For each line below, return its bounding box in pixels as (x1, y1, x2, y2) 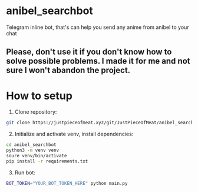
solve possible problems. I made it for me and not (6, 56, 190, 66)
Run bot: (14, 169, 35, 176)
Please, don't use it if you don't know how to (6, 47, 172, 57)
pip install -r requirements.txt (6, 158, 88, 164)
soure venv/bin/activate (6, 153, 67, 158)
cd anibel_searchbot (6, 142, 57, 148)
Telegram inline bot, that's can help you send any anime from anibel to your (6, 24, 190, 31)
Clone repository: (14, 108, 57, 115)
